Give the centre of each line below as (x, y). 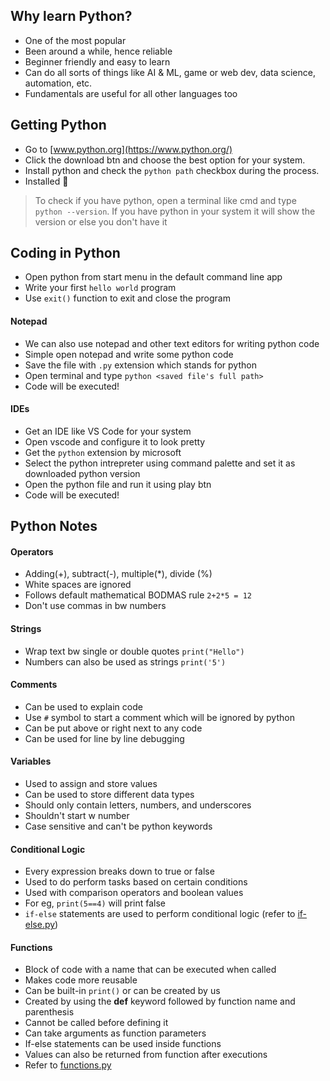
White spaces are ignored (78, 585)
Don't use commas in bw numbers (95, 606)
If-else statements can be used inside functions (123, 1044)
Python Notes (54, 526)
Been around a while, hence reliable (98, 51)
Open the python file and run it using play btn (118, 484)
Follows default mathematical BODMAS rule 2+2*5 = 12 (138, 595)
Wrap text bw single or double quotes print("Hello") (134, 651)
